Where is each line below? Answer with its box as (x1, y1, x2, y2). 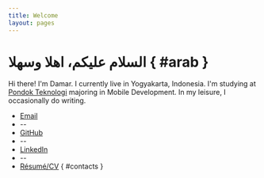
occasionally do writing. (8, 96, 86, 105)
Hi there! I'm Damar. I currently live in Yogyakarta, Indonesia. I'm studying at (8, 79, 256, 89)
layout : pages (8, 19, 55, 27)
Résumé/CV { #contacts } (19, 161, 104, 171)
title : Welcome (8, 11, 59, 20)
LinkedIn (19, 145, 48, 154)
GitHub (19, 128, 44, 138)
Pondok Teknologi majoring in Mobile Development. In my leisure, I (8, 88, 226, 97)
